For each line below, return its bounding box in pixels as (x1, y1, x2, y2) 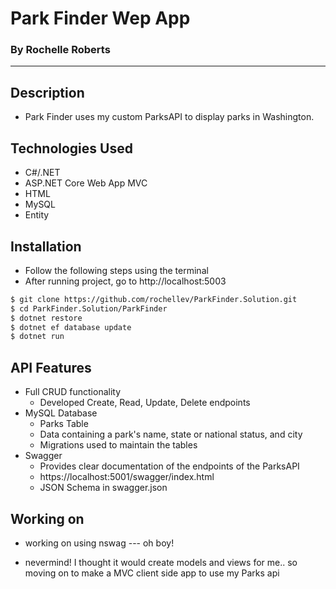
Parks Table (39, 418, 89, 430)
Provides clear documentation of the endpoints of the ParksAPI (39, 460, 300, 472)
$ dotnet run (10, 332, 65, 342)
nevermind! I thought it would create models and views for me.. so (24, 556, 298, 568)
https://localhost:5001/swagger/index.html (39, 471, 215, 483)
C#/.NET (24, 167, 61, 179)
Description (10, 84, 85, 101)
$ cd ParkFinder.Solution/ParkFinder (10, 303, 168, 314)
